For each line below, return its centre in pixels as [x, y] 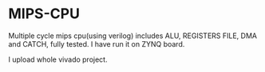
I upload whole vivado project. [58, 59]
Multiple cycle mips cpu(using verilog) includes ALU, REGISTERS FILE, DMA [133, 36]
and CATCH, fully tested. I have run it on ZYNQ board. [97, 44]
